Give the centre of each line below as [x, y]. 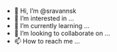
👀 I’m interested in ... [44, 18]
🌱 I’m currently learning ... [52, 26]
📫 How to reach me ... [47, 41]
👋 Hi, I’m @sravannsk [45, 11]
